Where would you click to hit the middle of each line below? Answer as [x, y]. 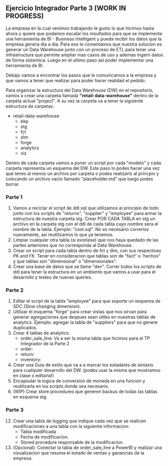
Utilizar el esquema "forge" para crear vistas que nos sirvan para [80, 312]
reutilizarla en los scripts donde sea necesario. [61, 386]
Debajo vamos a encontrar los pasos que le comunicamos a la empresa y [81, 75]
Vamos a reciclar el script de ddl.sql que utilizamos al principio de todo [86, 208]
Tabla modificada [38, 431]
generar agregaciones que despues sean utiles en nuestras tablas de [84, 317]
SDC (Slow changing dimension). [47, 306]
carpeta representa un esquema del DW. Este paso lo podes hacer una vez [83, 168]
